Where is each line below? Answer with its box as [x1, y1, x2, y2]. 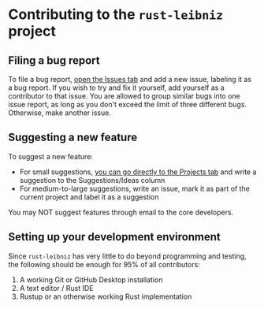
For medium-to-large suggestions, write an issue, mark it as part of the [19, 184, 251, 193]
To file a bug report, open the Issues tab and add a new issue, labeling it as [8, 75, 252, 84]
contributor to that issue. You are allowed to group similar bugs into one [8, 91, 240, 100]
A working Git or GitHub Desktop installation [19, 274, 163, 285]
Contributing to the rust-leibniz [8, 6, 224, 24]
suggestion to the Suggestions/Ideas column [19, 175, 165, 184]
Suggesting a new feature [8, 131, 138, 144]
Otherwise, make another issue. [8, 108, 112, 117]
